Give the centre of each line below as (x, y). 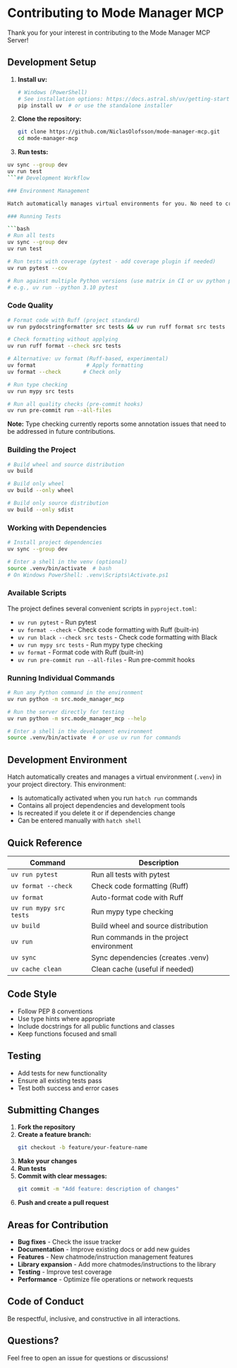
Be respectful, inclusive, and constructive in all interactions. (94, 1319)
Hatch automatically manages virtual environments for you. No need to (115, 204)
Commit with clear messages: (62, 1176)
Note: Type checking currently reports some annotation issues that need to (117, 424)
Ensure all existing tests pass (60, 1080)
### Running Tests (34, 216)
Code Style (32, 994)
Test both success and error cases (68, 1088)
